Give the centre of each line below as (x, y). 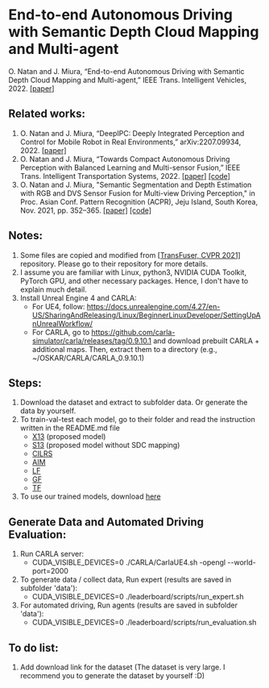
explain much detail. (53, 289)
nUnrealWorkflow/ (62, 323)
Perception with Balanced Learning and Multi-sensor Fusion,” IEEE (130, 168)
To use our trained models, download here (90, 496)
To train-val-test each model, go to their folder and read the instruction (137, 420)
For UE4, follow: (58, 306)
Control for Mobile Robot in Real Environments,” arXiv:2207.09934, (130, 142)
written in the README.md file (70, 428)
